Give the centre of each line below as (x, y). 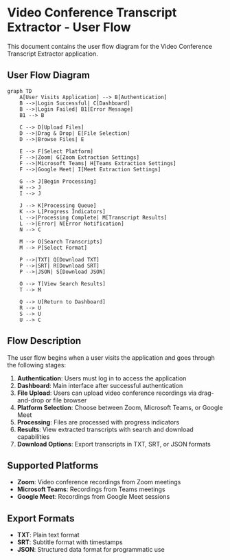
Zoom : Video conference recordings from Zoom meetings (99, 482)
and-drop (31, 400)
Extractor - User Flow (69, 27)
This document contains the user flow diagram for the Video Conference (110, 46)
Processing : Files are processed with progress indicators (98, 422)
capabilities (33, 437)
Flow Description (44, 341)
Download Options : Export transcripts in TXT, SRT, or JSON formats (114, 444)
